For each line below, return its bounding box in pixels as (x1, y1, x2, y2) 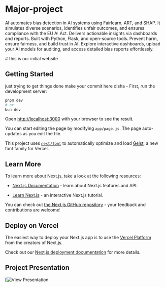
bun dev (5, 107, 21, 112)
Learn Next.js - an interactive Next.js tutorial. (12, 192, 103, 198)
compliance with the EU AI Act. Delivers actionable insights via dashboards (5, 30, 158, 36)
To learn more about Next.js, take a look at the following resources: (5, 173, 141, 179)
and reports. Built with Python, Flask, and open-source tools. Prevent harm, (5, 36, 158, 41)
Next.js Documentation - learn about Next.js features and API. (12, 183, 138, 189)
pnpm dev (5, 98, 23, 103)
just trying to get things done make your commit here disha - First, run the (5, 83, 155, 89)
